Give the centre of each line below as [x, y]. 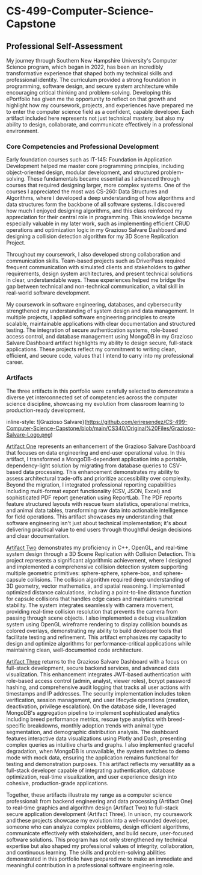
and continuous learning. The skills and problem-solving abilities [86, 852]
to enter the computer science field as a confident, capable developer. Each [100, 112]
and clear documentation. [38, 536]
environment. [23, 131]
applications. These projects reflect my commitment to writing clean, [91, 349]
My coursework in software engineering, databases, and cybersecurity [94, 305]
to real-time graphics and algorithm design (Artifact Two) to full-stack [92, 808]
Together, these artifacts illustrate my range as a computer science [89, 795]
